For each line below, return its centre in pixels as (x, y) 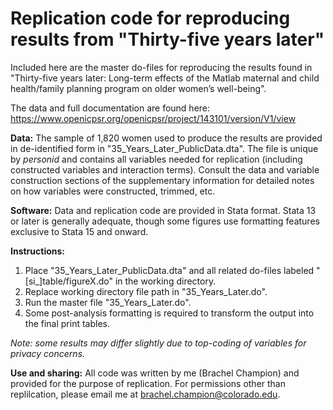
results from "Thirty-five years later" (167, 39)
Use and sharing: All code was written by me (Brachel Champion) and (155, 373)
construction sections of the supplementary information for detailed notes (162, 180)
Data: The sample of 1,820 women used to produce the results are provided (166, 138)
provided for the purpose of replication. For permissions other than (148, 383)
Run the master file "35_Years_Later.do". (108, 302)
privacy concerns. (48, 353)
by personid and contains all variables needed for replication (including (156, 159)
